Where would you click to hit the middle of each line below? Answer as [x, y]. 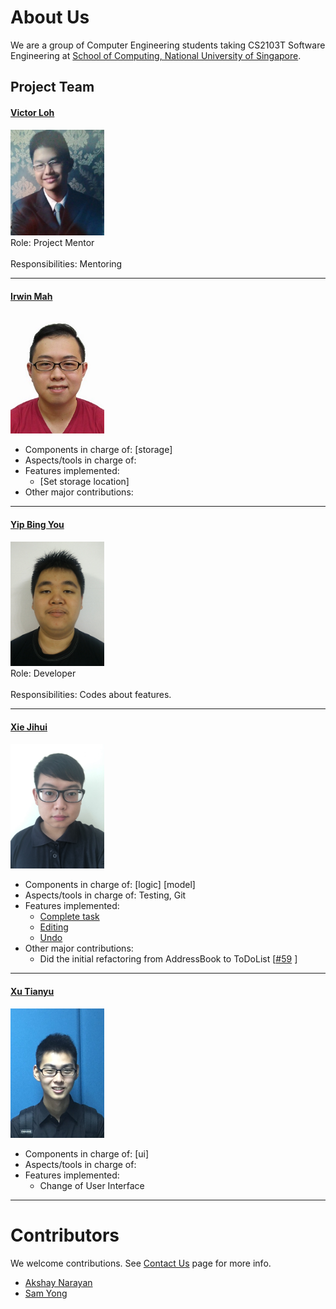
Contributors [65, 1235]
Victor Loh [32, 112]
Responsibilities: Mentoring [66, 264]
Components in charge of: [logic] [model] [110, 885]
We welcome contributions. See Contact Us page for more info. [141, 1263]
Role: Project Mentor [52, 243]
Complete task [69, 917]
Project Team [52, 87]
